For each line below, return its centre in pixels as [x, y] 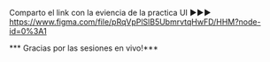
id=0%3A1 [28, 31]
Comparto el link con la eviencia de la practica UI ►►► [110, 13]
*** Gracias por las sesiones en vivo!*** [84, 48]
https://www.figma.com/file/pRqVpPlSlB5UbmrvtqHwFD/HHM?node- [135, 22]
